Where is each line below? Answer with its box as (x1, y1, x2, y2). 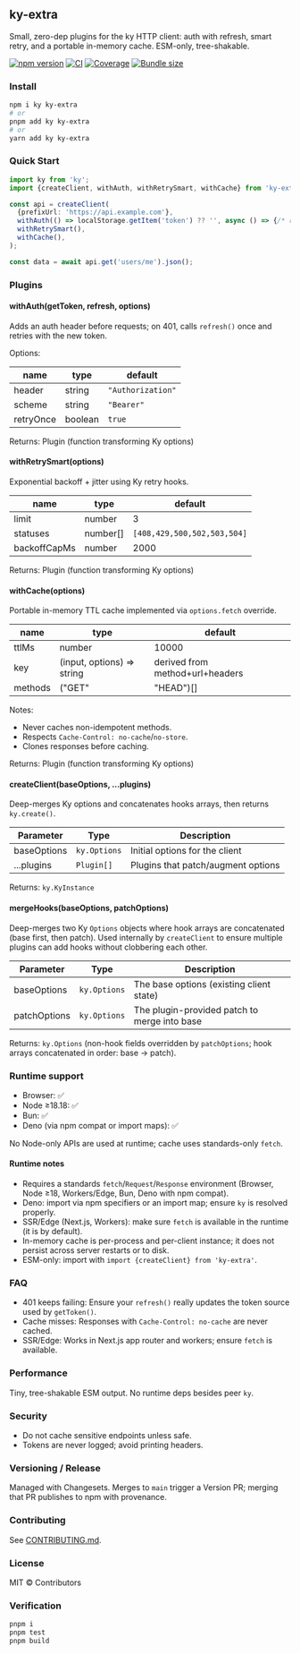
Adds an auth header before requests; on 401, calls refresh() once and (9, 320, 272, 331)
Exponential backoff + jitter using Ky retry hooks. (9, 476, 189, 487)
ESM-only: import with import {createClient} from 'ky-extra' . (21, 1255, 257, 1266)
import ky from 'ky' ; (9, 175, 90, 184)
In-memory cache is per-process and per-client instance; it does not (21, 1235, 275, 1247)
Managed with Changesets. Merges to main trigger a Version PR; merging (9, 1482, 279, 1493)
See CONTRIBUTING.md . (9, 1534, 102, 1545)
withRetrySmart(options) (9, 456, 104, 467)
